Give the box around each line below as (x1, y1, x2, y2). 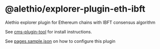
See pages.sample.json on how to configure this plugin (5, 38, 116, 44)
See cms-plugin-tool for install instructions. (5, 29, 92, 34)
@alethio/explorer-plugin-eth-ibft (5, 3, 145, 15)
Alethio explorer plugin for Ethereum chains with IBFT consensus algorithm (5, 19, 156, 25)
